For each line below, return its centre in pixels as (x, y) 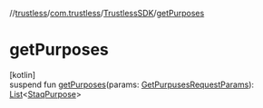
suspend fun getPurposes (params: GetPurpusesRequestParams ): (132, 84)
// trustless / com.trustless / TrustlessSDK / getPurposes (107, 13)
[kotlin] (23, 74)
